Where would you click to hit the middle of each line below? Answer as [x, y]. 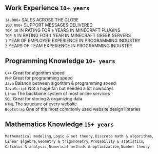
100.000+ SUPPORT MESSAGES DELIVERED [49, 25]
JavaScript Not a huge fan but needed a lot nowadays [59, 88]
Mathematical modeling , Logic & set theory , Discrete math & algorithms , [79, 136]
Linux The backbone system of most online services [58, 93]
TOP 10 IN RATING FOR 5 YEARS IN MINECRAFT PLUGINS [63, 30]
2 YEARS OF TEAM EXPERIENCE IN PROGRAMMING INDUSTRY [69, 45]
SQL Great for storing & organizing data [44, 98]
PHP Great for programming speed [39, 78]
